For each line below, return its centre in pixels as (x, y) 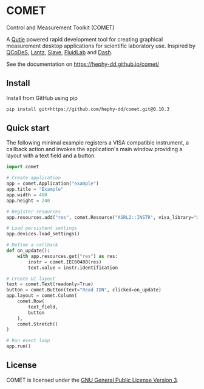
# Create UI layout (31, 279)
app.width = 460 (27, 195)
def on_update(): (28, 251)
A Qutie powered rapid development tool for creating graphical (85, 39)
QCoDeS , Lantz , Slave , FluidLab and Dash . (59, 52)
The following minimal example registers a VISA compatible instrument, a (98, 143)
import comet (23, 167)
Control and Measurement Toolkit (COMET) (60, 27)
